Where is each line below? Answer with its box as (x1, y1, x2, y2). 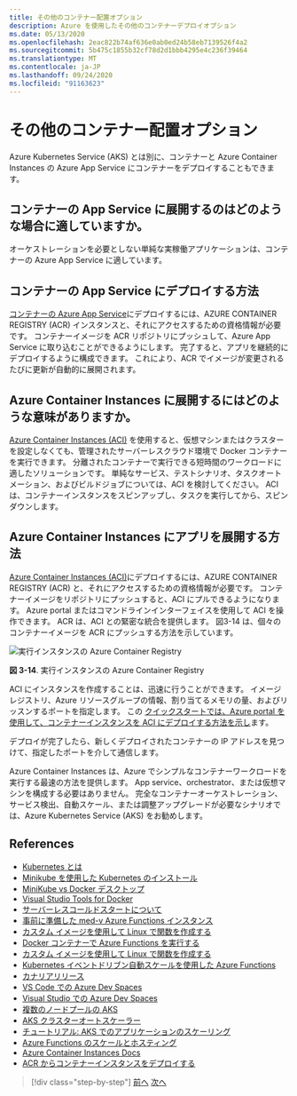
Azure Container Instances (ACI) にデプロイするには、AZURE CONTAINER (9, 571, 277, 582)
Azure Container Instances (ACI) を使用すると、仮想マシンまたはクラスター (9, 434, 285, 445)
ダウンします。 (9, 501, 64, 512)
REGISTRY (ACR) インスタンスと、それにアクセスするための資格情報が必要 (9, 320, 282, 330)
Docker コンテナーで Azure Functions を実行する (21, 937, 200, 948)
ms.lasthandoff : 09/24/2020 (9, 71, 113, 80)
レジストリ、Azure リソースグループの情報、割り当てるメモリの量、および (9, 695, 281, 705)
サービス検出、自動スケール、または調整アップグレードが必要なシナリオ (9, 798, 273, 809)
